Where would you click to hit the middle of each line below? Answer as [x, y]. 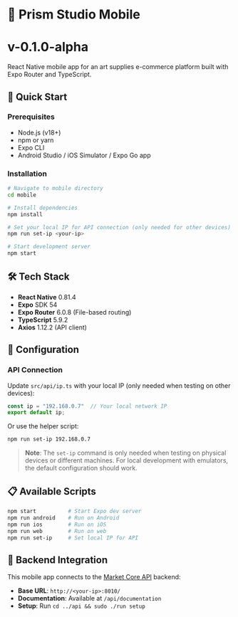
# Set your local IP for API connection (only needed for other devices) [119, 227]
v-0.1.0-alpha [48, 47]
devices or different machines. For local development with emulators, [126, 460]
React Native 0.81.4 [47, 297]
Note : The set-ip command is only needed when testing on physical [125, 453]
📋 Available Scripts [52, 491]
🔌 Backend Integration [58, 560]
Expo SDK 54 [37, 305]
